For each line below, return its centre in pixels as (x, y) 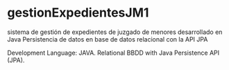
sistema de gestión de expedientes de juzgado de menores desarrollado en (115, 32)
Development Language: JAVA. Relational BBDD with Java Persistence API (113, 53)
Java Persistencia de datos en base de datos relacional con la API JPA (108, 39)
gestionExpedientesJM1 (78, 13)
